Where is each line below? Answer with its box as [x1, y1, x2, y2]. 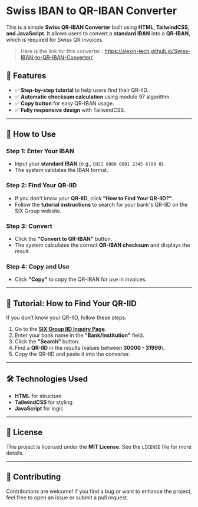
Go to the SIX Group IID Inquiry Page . [14, 326, 107, 333]
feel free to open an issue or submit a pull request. [6, 493, 128, 501]
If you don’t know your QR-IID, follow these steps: [6, 314, 127, 322]
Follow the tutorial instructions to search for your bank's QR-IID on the [14, 201, 188, 208]
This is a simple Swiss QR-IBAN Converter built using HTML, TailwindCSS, [6, 24, 190, 31]
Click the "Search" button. [14, 338, 80, 345]
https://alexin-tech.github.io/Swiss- [104, 47, 191, 54]
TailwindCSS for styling [14, 399, 72, 406]
